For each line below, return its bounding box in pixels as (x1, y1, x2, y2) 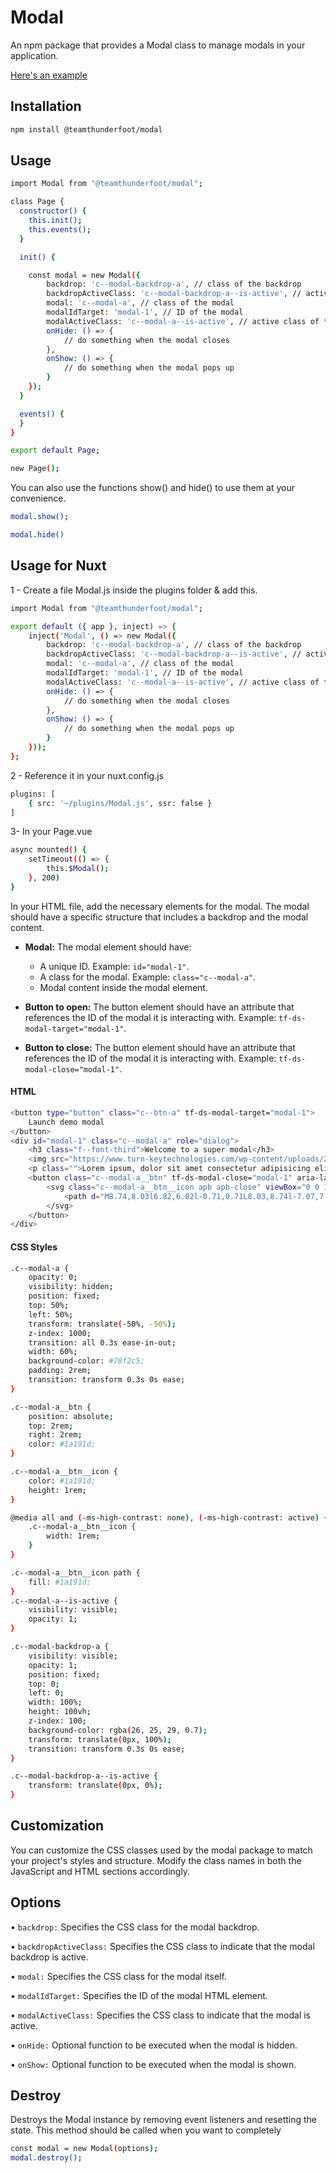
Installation (10, 98, 82, 115)
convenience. (10, 492, 67, 505)
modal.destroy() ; (10, 2153, 83, 2163)
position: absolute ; (28, 1411, 114, 1421)
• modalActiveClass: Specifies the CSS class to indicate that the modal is (10, 2009, 312, 2021)
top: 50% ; (28, 1301, 70, 1311)
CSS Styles (10, 1241, 58, 1253)
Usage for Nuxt (10, 557, 107, 575)
